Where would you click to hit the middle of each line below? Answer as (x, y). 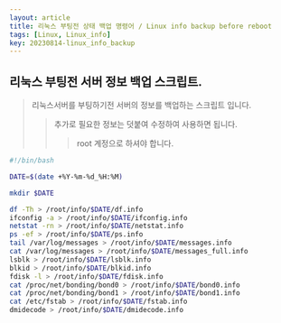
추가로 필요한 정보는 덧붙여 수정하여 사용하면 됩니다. (145, 125)
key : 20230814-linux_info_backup (72, 43)
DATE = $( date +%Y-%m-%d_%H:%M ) (66, 177)
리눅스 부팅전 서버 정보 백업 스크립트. (106, 82)
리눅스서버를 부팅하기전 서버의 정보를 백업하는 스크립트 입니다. (141, 106)
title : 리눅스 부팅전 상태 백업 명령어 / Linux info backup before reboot (141, 26)
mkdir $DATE (32, 193)
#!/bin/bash (32, 161)
